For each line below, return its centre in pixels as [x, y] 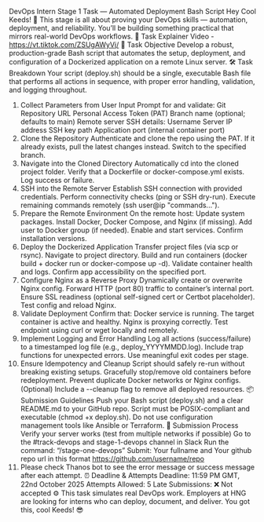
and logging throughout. [48, 90]
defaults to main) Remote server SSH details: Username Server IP [126, 122]
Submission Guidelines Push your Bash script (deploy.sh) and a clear [132, 400]
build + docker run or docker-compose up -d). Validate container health [136, 263]
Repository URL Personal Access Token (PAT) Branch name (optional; [133, 113]
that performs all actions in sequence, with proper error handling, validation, [132, 81]
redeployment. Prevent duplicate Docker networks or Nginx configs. [130, 380]
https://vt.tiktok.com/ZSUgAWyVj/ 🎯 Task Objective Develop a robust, [122, 45]
